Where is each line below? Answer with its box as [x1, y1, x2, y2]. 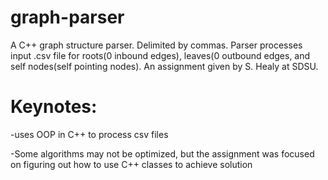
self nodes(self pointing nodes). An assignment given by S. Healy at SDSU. [10, 60, 319, 72]
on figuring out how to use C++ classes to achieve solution [10, 158, 253, 170]
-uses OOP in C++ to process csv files [10, 128, 169, 140]
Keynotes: [10, 96, 98, 118]
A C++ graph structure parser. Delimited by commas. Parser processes [10, 39, 303, 51]
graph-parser [10, 6, 125, 29]
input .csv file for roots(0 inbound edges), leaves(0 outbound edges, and [10, 49, 311, 61]
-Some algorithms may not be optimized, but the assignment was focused [10, 147, 315, 160]
